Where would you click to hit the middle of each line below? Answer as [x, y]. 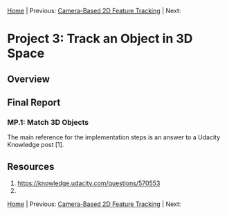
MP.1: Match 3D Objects [48, 122]
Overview [29, 79]
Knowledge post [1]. [36, 145]
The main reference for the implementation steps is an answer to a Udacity [114, 137]
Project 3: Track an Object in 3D [100, 39]
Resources [31, 166]
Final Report [34, 102]
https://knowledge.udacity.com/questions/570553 [89, 183]
